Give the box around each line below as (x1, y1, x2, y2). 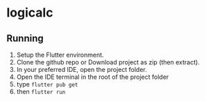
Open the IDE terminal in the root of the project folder (16, 73, 169, 81)
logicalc (6, 5, 53, 21)
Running (6, 33, 44, 44)
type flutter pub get (16, 80, 78, 88)
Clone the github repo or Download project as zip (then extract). (16, 58, 200, 66)
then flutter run (16, 88, 66, 95)
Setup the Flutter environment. (16, 50, 105, 59)
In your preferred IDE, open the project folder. (16, 66, 147, 73)
